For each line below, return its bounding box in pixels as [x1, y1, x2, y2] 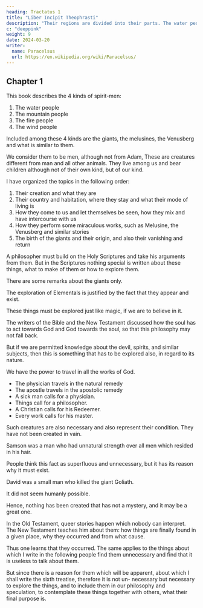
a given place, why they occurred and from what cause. [6, 533, 145, 540]
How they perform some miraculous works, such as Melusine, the [14, 222, 179, 229]
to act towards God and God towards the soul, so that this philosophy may [6, 325, 191, 333]
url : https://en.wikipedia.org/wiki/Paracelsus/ [11, 54, 137, 60]
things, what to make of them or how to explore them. [6, 266, 140, 273]
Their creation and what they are [14, 190, 97, 197]
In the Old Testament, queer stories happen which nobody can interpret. [6, 520, 186, 527]
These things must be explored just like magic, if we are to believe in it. [6, 307, 183, 315]
